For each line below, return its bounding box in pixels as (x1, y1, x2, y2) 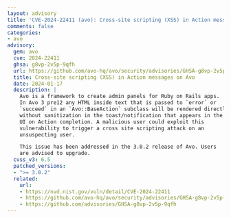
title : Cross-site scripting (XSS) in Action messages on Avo (13, 73, 195, 81)
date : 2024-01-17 (13, 80, 63, 87)
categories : (7, 29, 41, 36)
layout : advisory (7, 10, 57, 17)
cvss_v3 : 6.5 (13, 156, 51, 163)
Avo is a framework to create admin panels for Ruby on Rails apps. (19, 93, 220, 100)
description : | (13, 86, 57, 93)
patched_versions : (13, 162, 67, 169)
